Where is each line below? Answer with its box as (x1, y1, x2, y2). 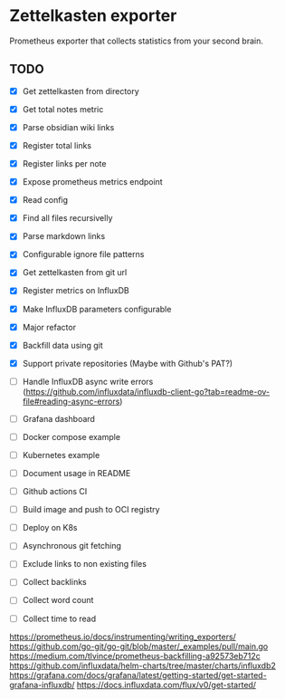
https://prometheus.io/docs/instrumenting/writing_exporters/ (9, 631, 237, 642)
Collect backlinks (22, 577, 88, 588)
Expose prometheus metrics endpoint (22, 177, 163, 187)
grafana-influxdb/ (9, 679, 75, 690)
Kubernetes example (22, 449, 100, 460)
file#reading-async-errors (22, 396, 120, 407)
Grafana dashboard (22, 413, 95, 424)
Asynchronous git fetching (22, 541, 122, 551)
